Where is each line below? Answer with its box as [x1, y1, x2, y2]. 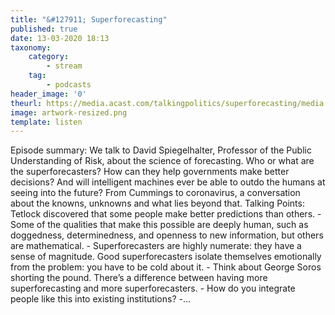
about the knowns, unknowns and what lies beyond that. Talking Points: [10, 197, 305, 210]
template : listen [10, 117, 83, 127]
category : [28, 52, 70, 62]
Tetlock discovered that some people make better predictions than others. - [10, 208, 322, 220]
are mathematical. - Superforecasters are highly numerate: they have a [10, 240, 302, 252]
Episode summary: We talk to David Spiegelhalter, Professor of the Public [10, 144, 312, 156]
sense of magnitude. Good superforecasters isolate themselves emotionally [10, 251, 322, 263]
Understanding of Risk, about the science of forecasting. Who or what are [10, 155, 315, 167]
